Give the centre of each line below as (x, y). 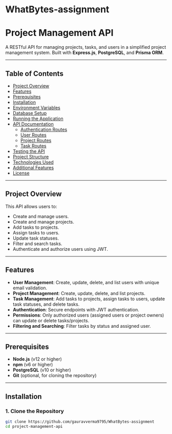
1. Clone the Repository (35, 411)
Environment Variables (36, 107)
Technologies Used (33, 162)
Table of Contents (35, 74)
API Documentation (33, 124)
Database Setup (30, 113)
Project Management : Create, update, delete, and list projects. (79, 293)
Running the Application (38, 119)
